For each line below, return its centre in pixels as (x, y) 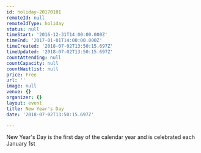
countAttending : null (34, 58)
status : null (23, 29)
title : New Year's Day (35, 109)
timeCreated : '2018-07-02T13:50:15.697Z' (60, 47)
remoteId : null (26, 18)
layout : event (24, 103)
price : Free (21, 75)
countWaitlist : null (33, 69)
